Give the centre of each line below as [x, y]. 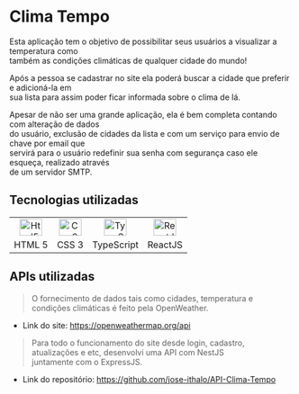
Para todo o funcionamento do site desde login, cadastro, [138, 343]
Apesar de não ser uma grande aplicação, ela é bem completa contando [143, 114]
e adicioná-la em [41, 87]
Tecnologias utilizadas [74, 200]
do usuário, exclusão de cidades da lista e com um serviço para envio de [145, 133]
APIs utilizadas [52, 277]
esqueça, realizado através [59, 162]
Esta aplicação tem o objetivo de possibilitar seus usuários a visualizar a [143, 41]
